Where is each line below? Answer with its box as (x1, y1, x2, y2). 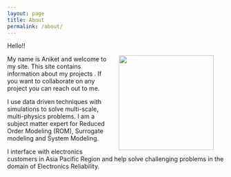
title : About (7, 17, 45, 23)
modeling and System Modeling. (7, 134, 99, 143)
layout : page (7, 10, 45, 17)
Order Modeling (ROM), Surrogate (7, 127, 103, 135)
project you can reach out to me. (7, 84, 100, 93)
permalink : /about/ (7, 23, 63, 30)
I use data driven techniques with (7, 98, 102, 106)
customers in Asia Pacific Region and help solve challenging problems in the (7, 155, 224, 163)
